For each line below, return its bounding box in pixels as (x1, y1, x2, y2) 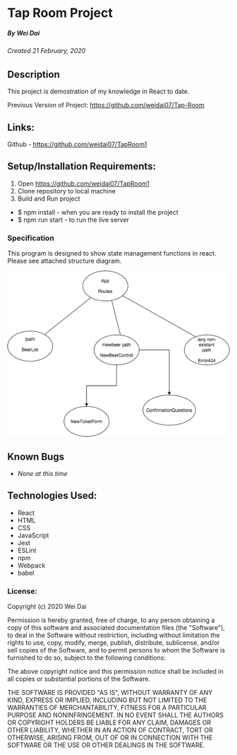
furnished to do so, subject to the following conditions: (7, 653, 166, 662)
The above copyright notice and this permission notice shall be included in (7, 667, 224, 676)
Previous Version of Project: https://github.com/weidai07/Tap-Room (7, 101, 205, 109)
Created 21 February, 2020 (7, 47, 86, 55)
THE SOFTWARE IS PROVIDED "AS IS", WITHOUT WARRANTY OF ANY (7, 689, 213, 697)
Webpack (17, 561, 46, 569)
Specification (7, 233, 54, 243)
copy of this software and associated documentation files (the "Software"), (7, 624, 226, 632)
